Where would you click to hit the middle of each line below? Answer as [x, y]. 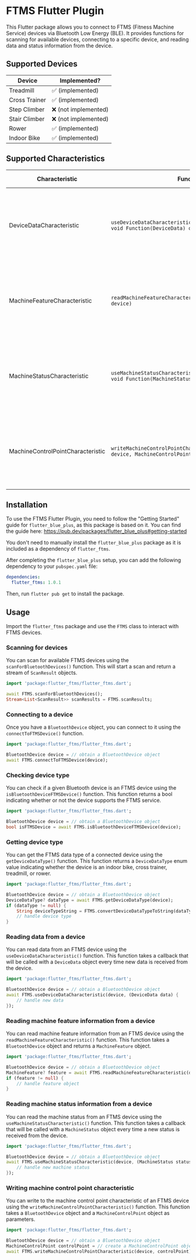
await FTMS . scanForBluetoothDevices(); [55, 694]
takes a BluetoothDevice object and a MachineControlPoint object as [88, 1213]
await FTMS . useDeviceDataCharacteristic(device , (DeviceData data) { [92, 995]
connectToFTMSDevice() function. [45, 734]
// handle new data [40, 1001]
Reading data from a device [46, 937]
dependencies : [23, 577]
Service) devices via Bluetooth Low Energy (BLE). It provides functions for [95, 33]
